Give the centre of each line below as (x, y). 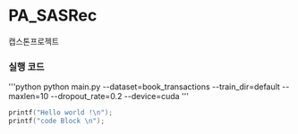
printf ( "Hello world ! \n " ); (61, 113)
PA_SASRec (53, 16)
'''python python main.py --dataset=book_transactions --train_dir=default (145, 87)
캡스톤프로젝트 (34, 41)
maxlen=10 (29, 96)
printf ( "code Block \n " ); (56, 121)
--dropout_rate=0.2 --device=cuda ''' (120, 96)
